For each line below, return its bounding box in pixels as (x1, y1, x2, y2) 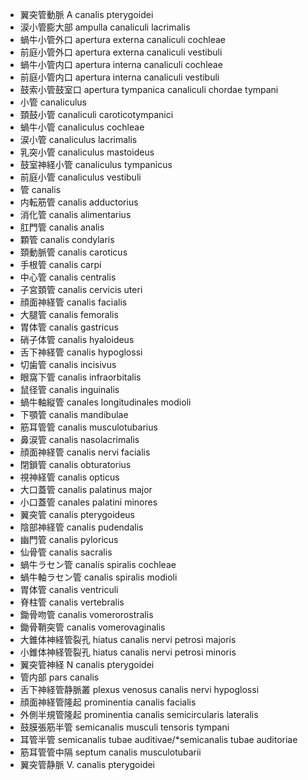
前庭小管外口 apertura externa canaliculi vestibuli (19, 46, 223, 58)
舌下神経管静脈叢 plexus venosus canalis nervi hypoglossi (19, 684, 260, 695)
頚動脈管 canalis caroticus (19, 246, 128, 258)
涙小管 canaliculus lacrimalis (19, 134, 138, 145)
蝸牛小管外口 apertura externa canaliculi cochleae (19, 34, 226, 45)
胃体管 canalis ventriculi (19, 584, 119, 595)
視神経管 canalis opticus (19, 471, 120, 483)
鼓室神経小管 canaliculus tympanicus (19, 159, 173, 170)
